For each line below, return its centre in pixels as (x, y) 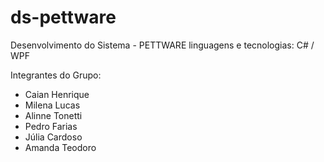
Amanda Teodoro (60, 147)
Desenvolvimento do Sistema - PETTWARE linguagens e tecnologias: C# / (162, 45)
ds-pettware (63, 17)
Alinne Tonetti (53, 115)
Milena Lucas (52, 105)
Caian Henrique (57, 94)
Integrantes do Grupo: (56, 75)
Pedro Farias (51, 126)
